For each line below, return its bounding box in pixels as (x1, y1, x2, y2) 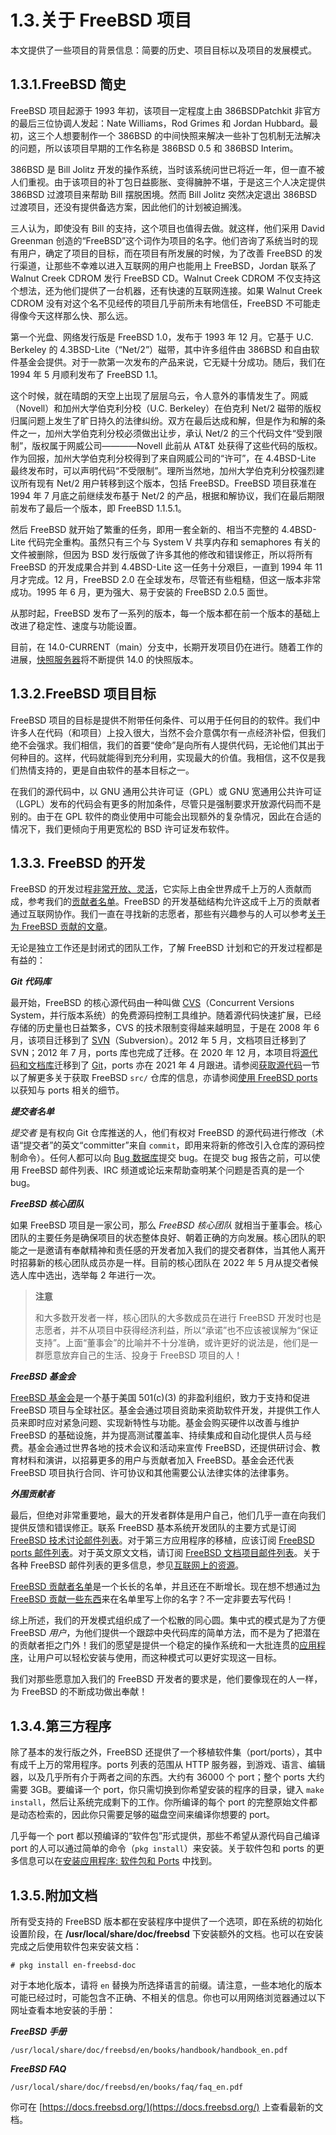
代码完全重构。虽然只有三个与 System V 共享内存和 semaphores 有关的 (27, 536, 321, 548)
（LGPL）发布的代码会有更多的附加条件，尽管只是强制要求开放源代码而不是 (10, 797, 322, 810)
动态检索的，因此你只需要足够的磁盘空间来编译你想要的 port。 (18, 1809, 275, 1821)
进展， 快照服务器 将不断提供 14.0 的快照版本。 (10, 653, 199, 665)
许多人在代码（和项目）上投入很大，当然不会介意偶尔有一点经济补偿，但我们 (10, 726, 326, 738)
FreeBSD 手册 (10, 2026, 67, 2037)
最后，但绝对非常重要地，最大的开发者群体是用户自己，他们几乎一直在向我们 (10, 1509, 326, 1521)
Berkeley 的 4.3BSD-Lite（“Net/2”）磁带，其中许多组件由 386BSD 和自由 (10, 343, 312, 355)
